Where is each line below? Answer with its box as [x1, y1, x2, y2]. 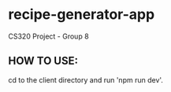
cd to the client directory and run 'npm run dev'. [8, 75, 164, 84]
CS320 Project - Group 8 [8, 31, 89, 41]
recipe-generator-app [8, 6, 155, 24]
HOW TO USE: [8, 54, 79, 68]
